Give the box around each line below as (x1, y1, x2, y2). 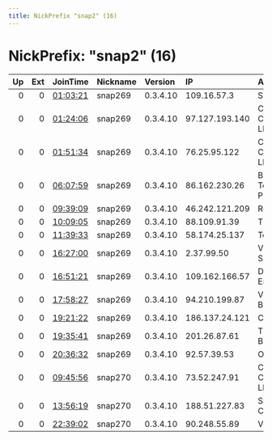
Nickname (96, 76, 137, 87)
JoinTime (52, 76, 89, 87)
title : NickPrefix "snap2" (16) (8, 11, 117, 20)
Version (144, 76, 176, 87)
